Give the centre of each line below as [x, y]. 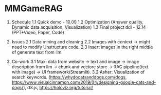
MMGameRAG [34, 9]
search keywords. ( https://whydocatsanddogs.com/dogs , [69, 77]
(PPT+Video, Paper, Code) [38, 32]
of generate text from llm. [37, 52]
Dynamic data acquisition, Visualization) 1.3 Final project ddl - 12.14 [79, 27]
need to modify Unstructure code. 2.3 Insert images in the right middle [82, 47]
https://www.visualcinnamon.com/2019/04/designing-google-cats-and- [84, 82]
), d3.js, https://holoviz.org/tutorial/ [58, 87]
